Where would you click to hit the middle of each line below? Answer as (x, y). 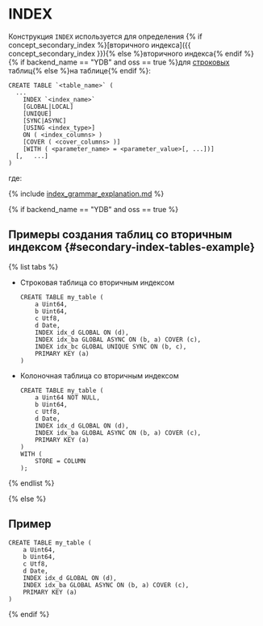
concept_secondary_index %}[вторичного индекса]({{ (100, 44)
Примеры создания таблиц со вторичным (120, 235)
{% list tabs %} (33, 266)
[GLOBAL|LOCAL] (48, 106)
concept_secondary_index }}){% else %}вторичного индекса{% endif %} (131, 53)
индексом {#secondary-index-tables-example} (132, 247)
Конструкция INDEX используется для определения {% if (106, 36)
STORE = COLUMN (61, 461)
